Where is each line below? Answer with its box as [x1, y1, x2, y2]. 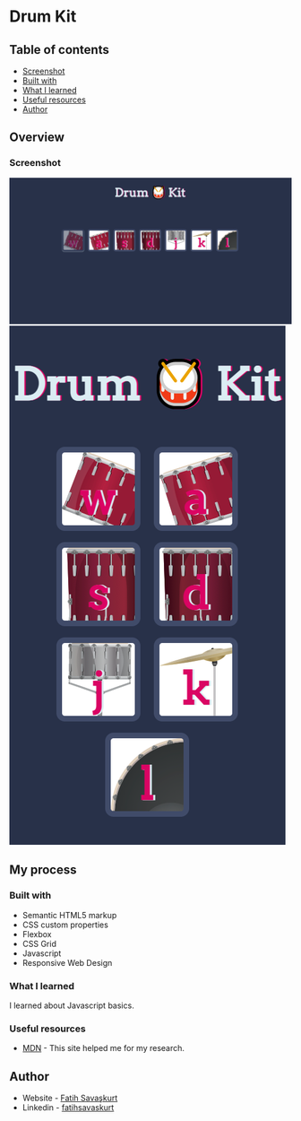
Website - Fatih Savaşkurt [21, 1092, 118, 1104]
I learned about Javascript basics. [9, 1000, 134, 1011]
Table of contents [9, 42, 109, 57]
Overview [9, 130, 65, 145]
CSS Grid [21, 938, 56, 949]
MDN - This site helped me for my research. [21, 1043, 185, 1054]
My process [9, 863, 77, 878]
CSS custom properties [21, 919, 109, 930]
